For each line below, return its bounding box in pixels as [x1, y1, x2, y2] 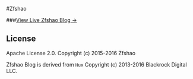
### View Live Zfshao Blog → [6, 17, 77, 23]
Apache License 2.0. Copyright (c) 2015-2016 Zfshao [6, 49, 135, 56]
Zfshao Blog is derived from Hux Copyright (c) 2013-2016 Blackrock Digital [6, 61, 187, 68]
